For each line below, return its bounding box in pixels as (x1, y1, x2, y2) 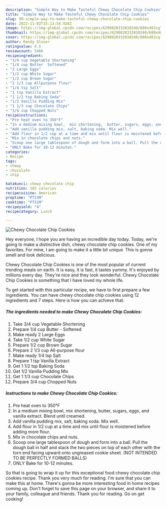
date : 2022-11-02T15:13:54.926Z (5, 21, 72, 26)
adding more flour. (12, 429, 51, 435)
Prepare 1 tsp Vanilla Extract (12, 358, 70, 364)
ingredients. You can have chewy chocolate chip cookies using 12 (5, 292, 139, 298)
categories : (5, 150, 30, 155)
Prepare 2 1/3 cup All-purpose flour (12, 348, 85, 353)
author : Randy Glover (5, 39, 50, 44)
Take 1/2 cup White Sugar (12, 337, 66, 343)
